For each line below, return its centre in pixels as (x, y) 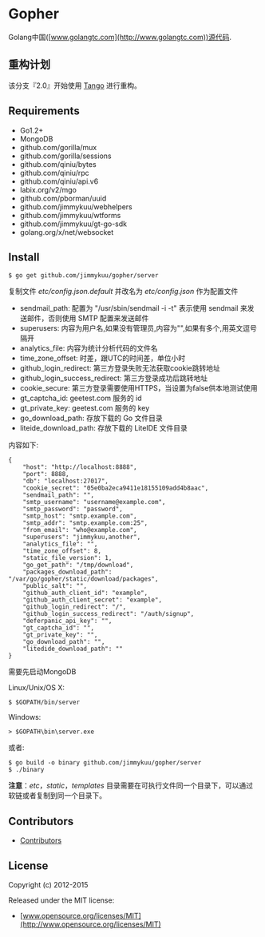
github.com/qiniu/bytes (58, 164)
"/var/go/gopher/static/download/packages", (83, 579)
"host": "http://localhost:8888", (80, 467)
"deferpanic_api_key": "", (67, 621)
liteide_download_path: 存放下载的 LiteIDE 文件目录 (103, 428)
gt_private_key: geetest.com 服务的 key (85, 408)
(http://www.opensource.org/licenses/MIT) (90, 924)
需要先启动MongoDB (42, 672)
